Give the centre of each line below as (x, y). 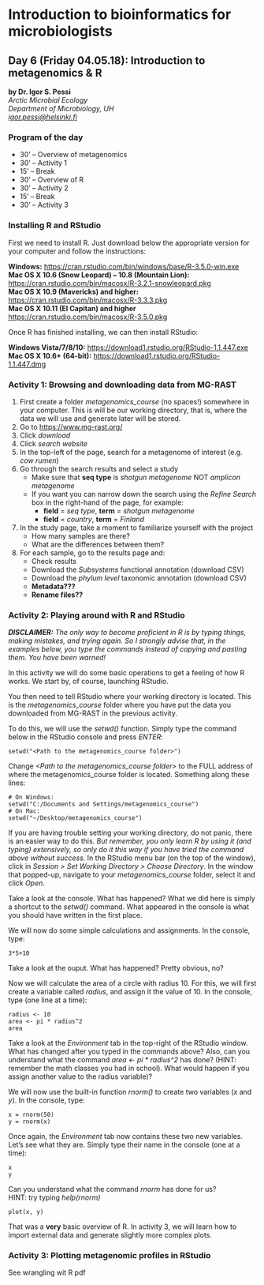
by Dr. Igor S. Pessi (39, 92)
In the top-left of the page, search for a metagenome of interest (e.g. (131, 452)
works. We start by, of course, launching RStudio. (89, 682)
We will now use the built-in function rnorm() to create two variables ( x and (130, 1092)
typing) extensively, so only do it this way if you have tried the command (126, 850)
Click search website (54, 443)
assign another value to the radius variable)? (80, 1076)
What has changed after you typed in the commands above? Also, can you (129, 1051)
